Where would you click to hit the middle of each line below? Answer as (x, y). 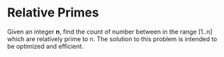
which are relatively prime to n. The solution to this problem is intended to (112, 38)
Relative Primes (53, 13)
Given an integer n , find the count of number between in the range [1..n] (110, 32)
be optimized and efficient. (45, 46)
